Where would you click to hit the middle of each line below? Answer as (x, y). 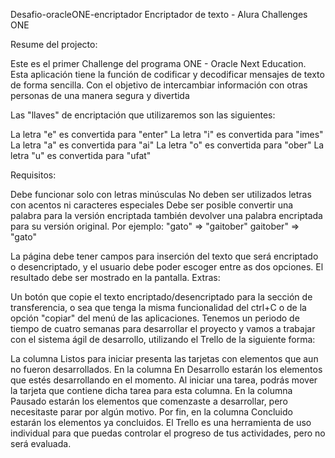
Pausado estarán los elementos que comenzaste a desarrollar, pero (149, 401)
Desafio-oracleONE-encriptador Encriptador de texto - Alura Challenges (159, 14)
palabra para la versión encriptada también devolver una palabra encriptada (166, 215)
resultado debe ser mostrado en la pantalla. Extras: (115, 277)
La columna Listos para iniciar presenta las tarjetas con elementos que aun (164, 358)
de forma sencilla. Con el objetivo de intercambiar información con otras (159, 85)
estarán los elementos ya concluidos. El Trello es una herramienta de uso (161, 422)
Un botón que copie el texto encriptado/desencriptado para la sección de (161, 297)
